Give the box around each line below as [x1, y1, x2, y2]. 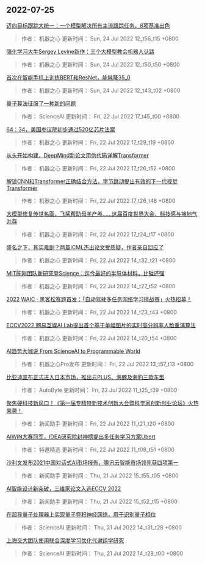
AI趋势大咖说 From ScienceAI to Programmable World [6, 347, 140, 355]
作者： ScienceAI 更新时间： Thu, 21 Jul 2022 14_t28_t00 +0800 [21, 550, 184, 557]
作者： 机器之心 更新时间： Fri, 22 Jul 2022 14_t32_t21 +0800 [21, 256, 176, 264]
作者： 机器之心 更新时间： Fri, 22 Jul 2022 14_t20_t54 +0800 [21, 334, 177, 341]
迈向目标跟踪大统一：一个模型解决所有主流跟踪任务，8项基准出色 [6, 21, 170, 29]
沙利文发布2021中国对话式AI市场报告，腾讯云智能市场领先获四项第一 [6, 459, 179, 466]
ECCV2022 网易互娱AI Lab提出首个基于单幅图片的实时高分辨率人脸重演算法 [6, 321, 196, 329]
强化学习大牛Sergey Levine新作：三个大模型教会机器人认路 [6, 48, 154, 55]
